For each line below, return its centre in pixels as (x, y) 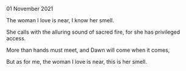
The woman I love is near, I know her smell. (60, 20)
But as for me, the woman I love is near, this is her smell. (77, 62)
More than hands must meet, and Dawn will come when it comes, (88, 50)
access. (16, 38)
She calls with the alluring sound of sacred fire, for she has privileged (93, 32)
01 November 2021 (30, 9)
